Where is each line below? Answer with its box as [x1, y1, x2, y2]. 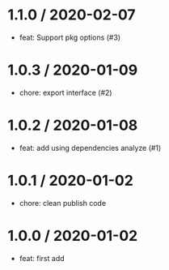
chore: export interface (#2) [19, 88, 112, 97]
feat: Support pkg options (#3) [19, 32, 121, 42]
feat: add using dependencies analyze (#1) [19, 143, 162, 152]
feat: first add [19, 253, 65, 263]
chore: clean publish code [19, 198, 107, 208]
